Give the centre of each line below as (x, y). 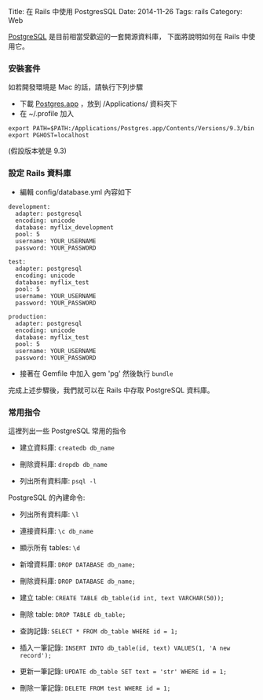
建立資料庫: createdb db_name (67, 447)
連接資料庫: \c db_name (57, 530)
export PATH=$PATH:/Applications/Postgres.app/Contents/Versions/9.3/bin (131, 129)
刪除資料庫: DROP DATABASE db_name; (77, 581)
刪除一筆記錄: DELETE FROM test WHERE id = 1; (95, 687)
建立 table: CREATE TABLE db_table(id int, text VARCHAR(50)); (122, 597)
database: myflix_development (64, 227)
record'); (36, 655)
